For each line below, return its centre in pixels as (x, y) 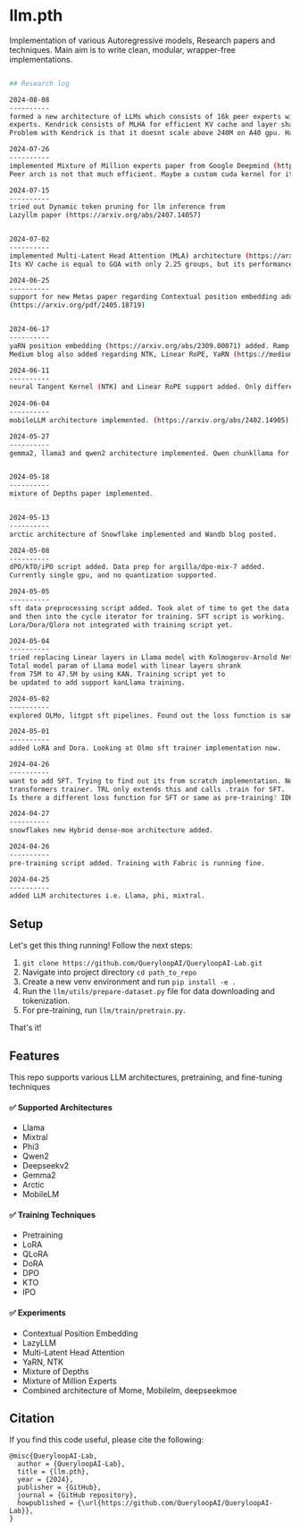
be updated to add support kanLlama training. (97, 682)
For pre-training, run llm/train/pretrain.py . (104, 1010)
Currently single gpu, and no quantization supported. (113, 575)
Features (34, 1055)
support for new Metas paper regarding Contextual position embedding (143, 297)
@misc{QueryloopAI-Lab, (54, 1456)
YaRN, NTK (43, 1362)
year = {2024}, (46, 1480)
